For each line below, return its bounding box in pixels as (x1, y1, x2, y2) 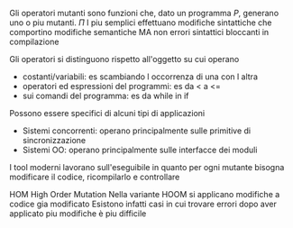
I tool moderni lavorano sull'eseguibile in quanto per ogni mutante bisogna (9, 162, 285, 172)
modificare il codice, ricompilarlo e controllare (9, 171, 180, 182)
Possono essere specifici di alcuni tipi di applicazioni (9, 108, 206, 118)
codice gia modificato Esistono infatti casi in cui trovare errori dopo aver (9, 198, 278, 209)
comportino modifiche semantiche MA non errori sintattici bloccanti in (9, 27, 270, 37)
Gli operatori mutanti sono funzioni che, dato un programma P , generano (9, 8, 279, 18)
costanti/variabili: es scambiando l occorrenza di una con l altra (22, 71, 259, 82)
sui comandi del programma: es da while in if (22, 90, 189, 101)
